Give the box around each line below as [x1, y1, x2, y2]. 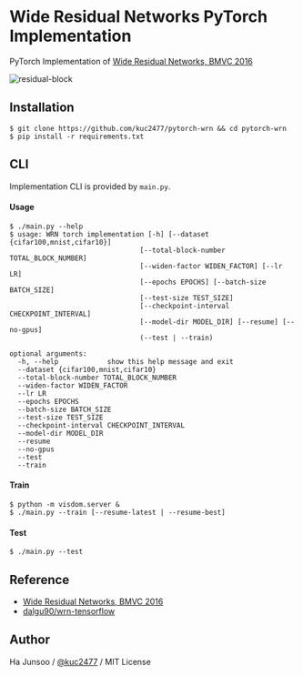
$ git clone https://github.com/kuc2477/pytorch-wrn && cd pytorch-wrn [9, 124, 287, 133]
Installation [9, 100, 75, 116]
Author [9, 632, 50, 648]
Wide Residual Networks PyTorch [9, 6, 268, 27]
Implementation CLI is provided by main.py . [9, 180, 171, 192]
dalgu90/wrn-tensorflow [22, 605, 116, 616]
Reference [9, 571, 70, 588]
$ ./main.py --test [9, 548, 84, 557]
